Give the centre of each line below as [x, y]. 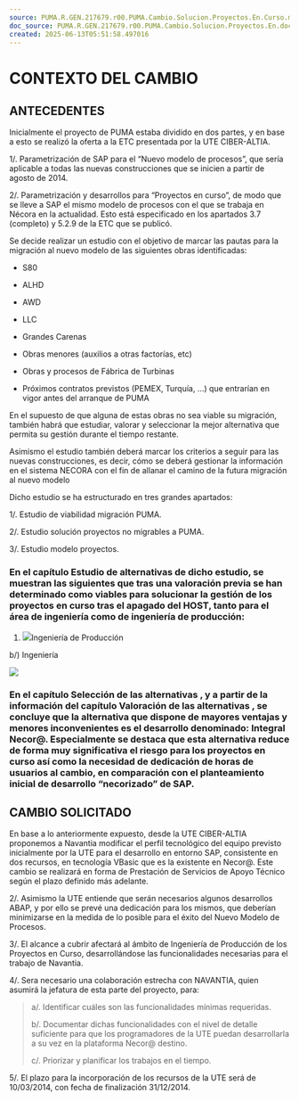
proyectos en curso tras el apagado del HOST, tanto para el [139, 605]
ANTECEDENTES [57, 111]
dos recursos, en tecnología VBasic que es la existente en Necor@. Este [141, 862]
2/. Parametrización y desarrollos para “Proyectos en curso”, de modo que [145, 195]
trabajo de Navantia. [46, 963]
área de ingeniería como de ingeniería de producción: [127, 617]
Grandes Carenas [54, 337]
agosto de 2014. [39, 178]
